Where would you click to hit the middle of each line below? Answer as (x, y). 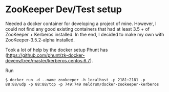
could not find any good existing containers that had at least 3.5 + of (78, 29)
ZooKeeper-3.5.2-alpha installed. (40, 40)
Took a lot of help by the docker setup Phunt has (57, 50)
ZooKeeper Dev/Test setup (64, 9)
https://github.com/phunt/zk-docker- (46, 55)
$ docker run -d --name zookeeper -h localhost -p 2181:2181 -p (75, 80)
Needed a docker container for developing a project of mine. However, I (81, 24)
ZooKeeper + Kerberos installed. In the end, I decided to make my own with (85, 34)
